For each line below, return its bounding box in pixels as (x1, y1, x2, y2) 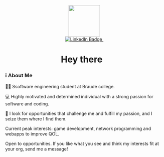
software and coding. (5, 101, 49, 107)
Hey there (61, 54, 103, 65)
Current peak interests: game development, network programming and (5, 125, 151, 132)
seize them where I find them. (5, 116, 67, 122)
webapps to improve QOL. (5, 131, 59, 137)
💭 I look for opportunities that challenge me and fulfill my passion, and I (5, 110, 152, 117)
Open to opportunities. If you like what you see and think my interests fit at (5, 140, 159, 147)
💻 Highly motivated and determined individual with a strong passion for (5, 94, 154, 100)
